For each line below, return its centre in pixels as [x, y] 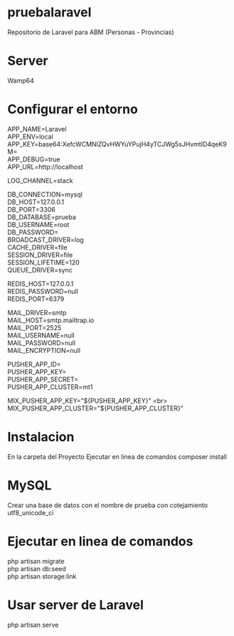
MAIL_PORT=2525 [34, 327]
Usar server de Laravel [76, 605]
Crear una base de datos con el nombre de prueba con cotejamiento [108, 505]
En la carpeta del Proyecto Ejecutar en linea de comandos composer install [117, 457]
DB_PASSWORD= [33, 232]
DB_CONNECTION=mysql [45, 194]
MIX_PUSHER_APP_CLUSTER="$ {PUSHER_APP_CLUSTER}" [95, 408]
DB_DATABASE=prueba [42, 217]
